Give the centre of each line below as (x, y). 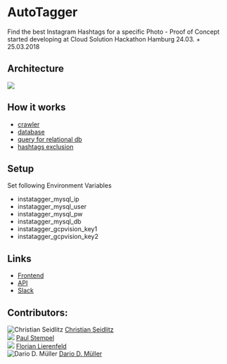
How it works (37, 107)
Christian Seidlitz (89, 330)
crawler (28, 124)
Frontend (31, 275)
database (31, 131)
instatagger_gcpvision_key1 (57, 229)
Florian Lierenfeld (41, 346)
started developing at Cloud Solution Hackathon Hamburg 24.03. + (104, 39)
